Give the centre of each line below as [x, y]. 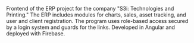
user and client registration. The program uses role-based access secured [97, 21]
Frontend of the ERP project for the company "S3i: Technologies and [90, 9]
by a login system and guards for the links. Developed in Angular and [91, 27]
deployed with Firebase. [36, 34]
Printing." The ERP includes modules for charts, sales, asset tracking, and [96, 15]
